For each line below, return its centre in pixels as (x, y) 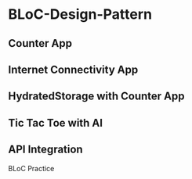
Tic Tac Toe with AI (56, 123)
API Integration (46, 150)
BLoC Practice (31, 168)
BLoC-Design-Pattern (80, 14)
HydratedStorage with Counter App (96, 97)
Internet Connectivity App (73, 69)
